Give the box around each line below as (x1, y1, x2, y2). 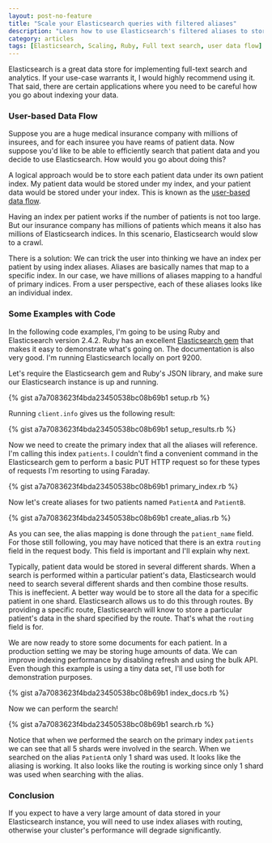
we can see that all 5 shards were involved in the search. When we (8, 743, 231, 753)
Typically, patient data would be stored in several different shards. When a (8, 561, 257, 571)
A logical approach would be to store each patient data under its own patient (8, 170, 264, 180)
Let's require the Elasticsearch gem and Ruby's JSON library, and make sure (8, 368, 263, 378)
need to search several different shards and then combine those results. (8, 578, 249, 588)
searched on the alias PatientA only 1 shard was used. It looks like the (8, 752, 241, 762)
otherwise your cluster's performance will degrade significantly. (8, 825, 222, 836)
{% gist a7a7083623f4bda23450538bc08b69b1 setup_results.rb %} (8, 424, 236, 434)
